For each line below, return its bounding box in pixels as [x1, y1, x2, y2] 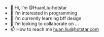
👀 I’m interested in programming [10, 10, 78, 16]
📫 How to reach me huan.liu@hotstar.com [10, 26, 99, 32]
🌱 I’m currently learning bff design [10, 15, 82, 21]
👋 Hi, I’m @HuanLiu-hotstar [10, 5, 67, 10]
